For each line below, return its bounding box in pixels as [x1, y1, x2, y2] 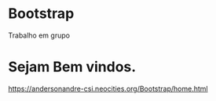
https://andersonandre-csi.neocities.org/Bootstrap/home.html [8, 84, 208, 93]
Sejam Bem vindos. [8, 58, 137, 76]
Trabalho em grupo [8, 31, 71, 40]
